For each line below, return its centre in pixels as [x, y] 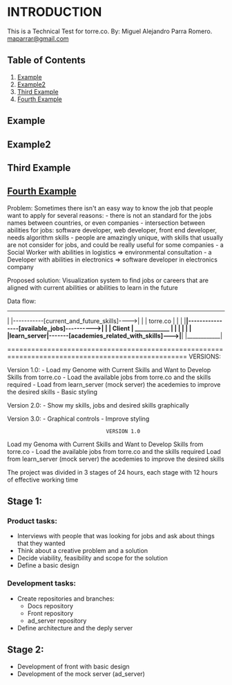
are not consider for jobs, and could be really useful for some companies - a [116, 245]
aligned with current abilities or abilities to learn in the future [93, 287]
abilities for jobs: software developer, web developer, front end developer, [112, 230]
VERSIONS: [205, 356]
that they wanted [41, 543]
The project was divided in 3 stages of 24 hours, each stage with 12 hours [113, 472]
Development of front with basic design [73, 666]
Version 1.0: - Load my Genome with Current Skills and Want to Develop [109, 369]
